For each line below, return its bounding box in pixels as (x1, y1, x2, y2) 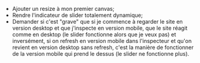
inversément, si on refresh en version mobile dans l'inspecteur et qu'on (12, 38, 192, 44)
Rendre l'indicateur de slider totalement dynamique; (12, 12, 143, 19)
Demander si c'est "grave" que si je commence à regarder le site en (12, 18, 183, 25)
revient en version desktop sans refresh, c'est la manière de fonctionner (12, 44, 194, 51)
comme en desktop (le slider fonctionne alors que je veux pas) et (12, 31, 176, 38)
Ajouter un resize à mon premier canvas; (12, 5, 115, 12)
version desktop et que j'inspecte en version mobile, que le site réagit (12, 24, 188, 31)
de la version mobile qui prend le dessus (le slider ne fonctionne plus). (12, 50, 190, 57)
